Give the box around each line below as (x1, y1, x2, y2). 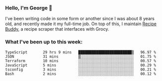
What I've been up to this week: (5, 39, 83, 45)
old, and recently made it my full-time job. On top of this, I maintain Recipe (5, 21, 157, 27)
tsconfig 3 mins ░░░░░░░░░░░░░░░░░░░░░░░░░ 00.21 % (5, 67, 156, 72)
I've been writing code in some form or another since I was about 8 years (5, 16, 155, 22)
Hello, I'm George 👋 (5, 4, 53, 11)
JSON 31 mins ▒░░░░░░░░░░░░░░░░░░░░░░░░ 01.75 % (5, 54, 156, 59)
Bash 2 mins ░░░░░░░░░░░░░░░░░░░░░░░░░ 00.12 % (5, 71, 156, 76)
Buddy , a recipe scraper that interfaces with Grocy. (5, 26, 109, 32)
